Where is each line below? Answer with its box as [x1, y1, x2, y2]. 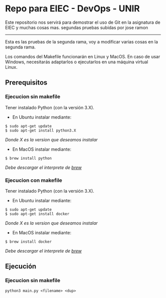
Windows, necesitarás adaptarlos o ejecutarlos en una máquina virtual [5, 59, 148, 65]
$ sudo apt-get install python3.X [5, 128, 77, 133]
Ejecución [5, 262, 37, 271]
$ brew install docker [5, 239, 52, 244]
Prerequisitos [5, 79, 48, 87]
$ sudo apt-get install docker [5, 211, 70, 216]
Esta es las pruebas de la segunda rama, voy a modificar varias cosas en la [5, 39, 158, 44]
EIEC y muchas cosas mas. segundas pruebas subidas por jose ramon [5, 24, 148, 30]
